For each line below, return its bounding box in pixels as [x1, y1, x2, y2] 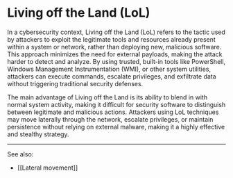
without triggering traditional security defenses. [7, 79, 144, 88]
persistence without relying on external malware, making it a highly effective [7, 122, 225, 131]
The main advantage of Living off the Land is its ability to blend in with [7, 92, 208, 102]
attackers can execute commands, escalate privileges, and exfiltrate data [7, 72, 216, 81]
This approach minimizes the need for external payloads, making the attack [7, 50, 223, 58]
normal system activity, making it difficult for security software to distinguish [7, 100, 226, 108]
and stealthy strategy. [7, 130, 69, 138]
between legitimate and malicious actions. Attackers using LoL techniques [7, 108, 219, 116]
